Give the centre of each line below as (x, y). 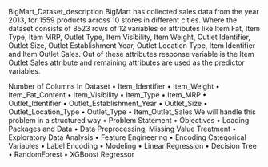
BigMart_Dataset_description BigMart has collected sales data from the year (134, 12)
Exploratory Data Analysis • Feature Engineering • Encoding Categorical (127, 137)
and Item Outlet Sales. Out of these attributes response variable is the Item (131, 54)
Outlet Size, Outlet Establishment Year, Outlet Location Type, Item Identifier (132, 46)
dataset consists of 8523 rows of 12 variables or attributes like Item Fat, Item (134, 28)
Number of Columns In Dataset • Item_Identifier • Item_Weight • (114, 86)
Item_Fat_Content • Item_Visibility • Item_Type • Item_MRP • (108, 95)
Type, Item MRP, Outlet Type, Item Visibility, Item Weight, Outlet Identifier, (129, 37)
